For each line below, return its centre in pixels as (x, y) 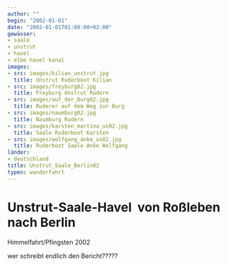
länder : (19, 153)
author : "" (23, 14)
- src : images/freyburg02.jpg (52, 87)
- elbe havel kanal (36, 60)
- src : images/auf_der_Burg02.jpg (58, 100)
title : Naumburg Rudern (48, 119)
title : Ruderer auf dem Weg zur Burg (69, 106)
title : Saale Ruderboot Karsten (62, 133)
